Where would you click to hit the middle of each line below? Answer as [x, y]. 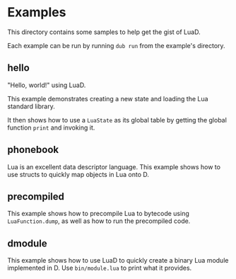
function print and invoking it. [51, 127]
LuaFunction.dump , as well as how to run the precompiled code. [99, 221]
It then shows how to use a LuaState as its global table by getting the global [117, 120]
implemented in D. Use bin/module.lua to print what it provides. [100, 268]
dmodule [27, 243]
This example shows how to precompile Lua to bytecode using [98, 214]
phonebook [33, 150]
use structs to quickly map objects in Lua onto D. [78, 174]
